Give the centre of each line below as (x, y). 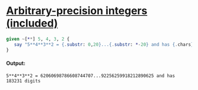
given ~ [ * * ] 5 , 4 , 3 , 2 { (38, 39)
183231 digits (24, 81)
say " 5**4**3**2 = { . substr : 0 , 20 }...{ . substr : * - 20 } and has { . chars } (104, 44)
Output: (16, 64)
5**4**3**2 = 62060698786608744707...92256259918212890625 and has (91, 76)
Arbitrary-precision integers (77, 11)
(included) (32, 23)
